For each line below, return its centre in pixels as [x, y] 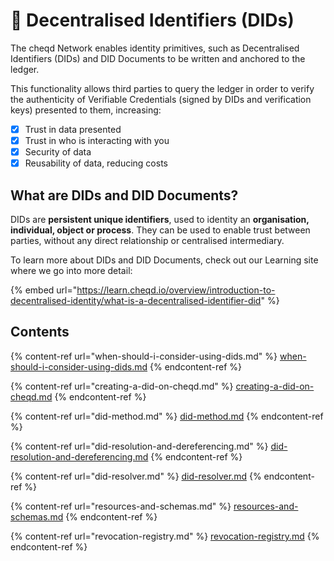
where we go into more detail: [71, 270]
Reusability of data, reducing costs [96, 163]
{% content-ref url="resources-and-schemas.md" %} [121, 506]
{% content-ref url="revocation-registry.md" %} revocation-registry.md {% [165, 536]
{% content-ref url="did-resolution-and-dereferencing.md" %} [139, 446]
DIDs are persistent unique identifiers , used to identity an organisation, [160, 219]
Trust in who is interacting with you [97, 140]
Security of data [58, 152]
